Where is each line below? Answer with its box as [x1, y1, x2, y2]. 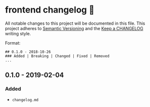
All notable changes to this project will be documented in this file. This [5, 20, 146, 26]
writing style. [5, 31, 31, 36]
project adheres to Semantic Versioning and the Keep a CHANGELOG [5, 25, 144, 31]
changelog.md [12, 97, 39, 102]
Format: [5, 40, 21, 46]
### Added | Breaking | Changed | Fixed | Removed [5, 53, 110, 59]
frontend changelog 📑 [5, 4, 95, 15]
